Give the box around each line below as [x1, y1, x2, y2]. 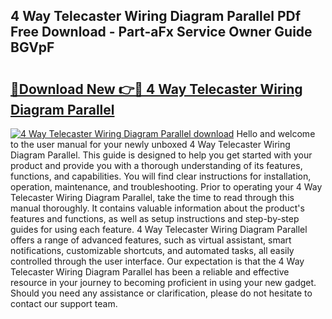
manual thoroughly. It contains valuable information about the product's [10, 202, 305, 214]
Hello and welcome [236, 128, 316, 139]
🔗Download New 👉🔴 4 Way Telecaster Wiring [10, 80, 303, 98]
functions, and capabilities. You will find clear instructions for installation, [10, 170, 312, 182]
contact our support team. [10, 298, 118, 309]
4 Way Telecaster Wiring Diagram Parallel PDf [10, 8, 302, 25]
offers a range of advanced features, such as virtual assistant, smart [10, 234, 292, 246]
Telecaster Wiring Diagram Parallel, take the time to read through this [10, 192, 295, 203]
